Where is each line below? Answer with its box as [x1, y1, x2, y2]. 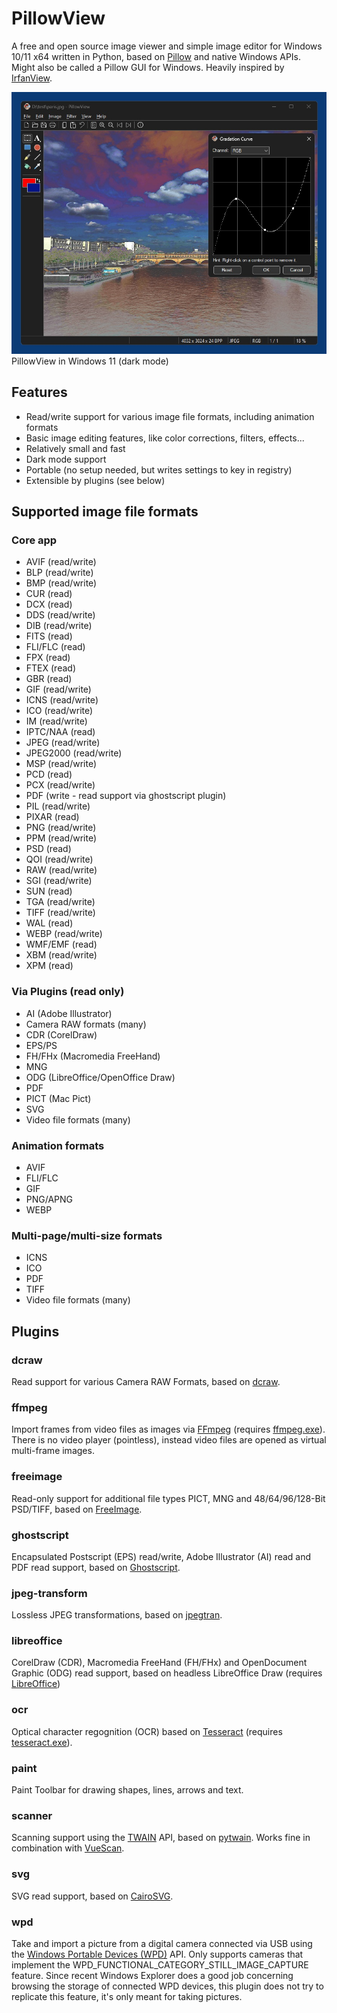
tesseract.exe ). [11, 1736, 73, 1748]
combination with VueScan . [11, 1842, 125, 1854]
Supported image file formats [11, 503, 199, 521]
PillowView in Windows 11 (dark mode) [11, 355, 169, 367]
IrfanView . [11, 72, 53, 84]
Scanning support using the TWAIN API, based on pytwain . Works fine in [11, 1832, 311, 1844]
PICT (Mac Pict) [25, 1092, 92, 1104]
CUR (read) [25, 588, 73, 600]
